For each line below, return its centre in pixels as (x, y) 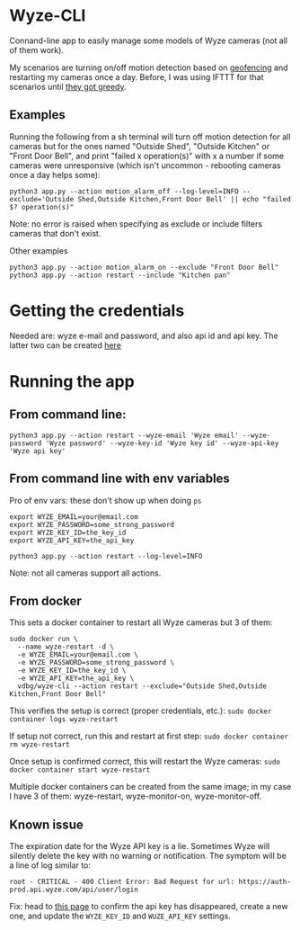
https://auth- (265, 882)
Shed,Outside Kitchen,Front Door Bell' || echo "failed (185, 199)
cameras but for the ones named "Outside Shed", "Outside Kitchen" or (140, 146)
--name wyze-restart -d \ (66, 647)
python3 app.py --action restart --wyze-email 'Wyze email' (124, 435)
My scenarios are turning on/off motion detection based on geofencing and (149, 67)
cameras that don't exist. (55, 233)
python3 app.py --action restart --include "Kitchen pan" (120, 275)
